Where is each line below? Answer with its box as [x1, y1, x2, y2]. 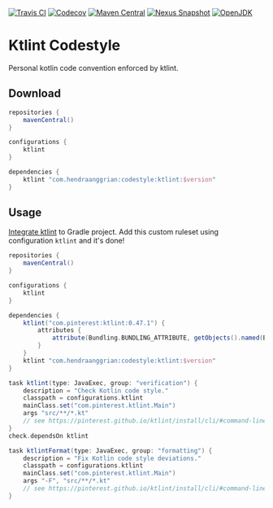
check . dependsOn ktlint [8, 431, 89, 440]
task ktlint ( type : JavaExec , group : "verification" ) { [8, 379, 198, 387]
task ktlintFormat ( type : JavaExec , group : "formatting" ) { [8, 446, 213, 455]
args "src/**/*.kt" [23, 409, 89, 418]
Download [8, 86, 61, 101]
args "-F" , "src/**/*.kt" [23, 477, 111, 485]
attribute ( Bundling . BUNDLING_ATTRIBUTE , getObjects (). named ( [51, 334, 264, 342]
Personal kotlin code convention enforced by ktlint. [8, 63, 179, 72]
